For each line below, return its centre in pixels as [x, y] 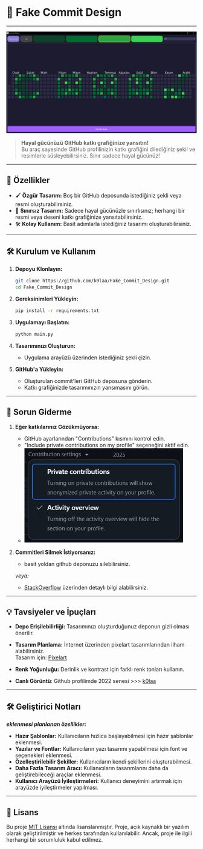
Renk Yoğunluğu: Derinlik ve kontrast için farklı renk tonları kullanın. [100, 670]
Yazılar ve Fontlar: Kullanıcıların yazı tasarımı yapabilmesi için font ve [101, 749]
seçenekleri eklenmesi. [43, 755]
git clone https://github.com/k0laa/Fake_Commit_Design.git [92, 281]
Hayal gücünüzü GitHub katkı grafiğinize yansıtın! [85, 142]
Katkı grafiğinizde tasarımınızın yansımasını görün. [86, 387]
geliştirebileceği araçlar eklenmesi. [58, 774]
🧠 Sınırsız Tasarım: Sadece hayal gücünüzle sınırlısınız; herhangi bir [100, 210]
